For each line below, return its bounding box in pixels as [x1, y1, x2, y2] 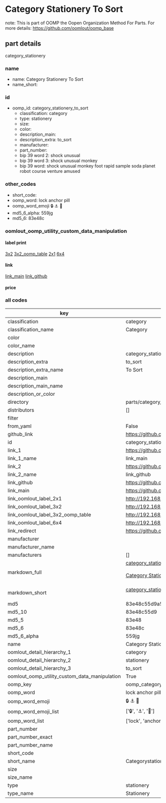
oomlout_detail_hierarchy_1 [7, 648, 71, 655]
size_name [7, 774, 33, 781]
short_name [7, 757, 36, 764]
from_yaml [7, 423, 32, 429]
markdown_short [7, 589, 47, 596]
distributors [7, 406, 35, 413]
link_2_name [7, 471, 37, 478]
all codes [5, 297, 28, 304]
